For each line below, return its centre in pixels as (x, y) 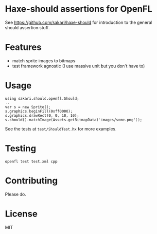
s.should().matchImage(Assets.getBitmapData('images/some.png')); (74, 120)
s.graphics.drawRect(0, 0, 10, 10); (42, 115)
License (21, 214)
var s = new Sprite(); (28, 107)
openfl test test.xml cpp (31, 162)
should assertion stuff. (27, 27)
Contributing (31, 180)
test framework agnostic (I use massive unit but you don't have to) (78, 66)
